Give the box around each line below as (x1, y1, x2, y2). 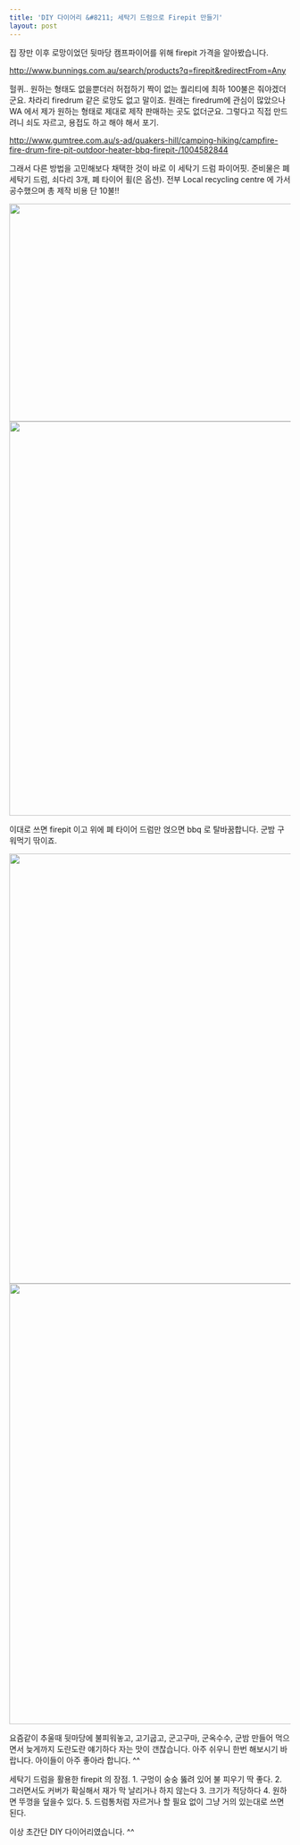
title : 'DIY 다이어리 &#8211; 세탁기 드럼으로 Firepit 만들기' (9, 13, 223, 22)
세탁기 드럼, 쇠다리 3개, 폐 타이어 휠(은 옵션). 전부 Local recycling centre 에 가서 (9, 173, 291, 184)
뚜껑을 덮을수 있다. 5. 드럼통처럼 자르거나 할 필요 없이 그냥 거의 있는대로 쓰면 (18, 1796, 285, 1807)
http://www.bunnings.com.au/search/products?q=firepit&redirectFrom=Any (9, 64, 287, 76)
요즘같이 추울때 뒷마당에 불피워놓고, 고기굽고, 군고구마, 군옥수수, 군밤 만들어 (9, 1732, 274, 1743)
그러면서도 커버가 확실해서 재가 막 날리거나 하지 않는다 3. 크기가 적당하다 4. (9, 1784, 271, 1796)
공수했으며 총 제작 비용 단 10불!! (9, 185, 120, 196)
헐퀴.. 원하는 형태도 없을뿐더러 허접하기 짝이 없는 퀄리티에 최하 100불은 (9, 83, 256, 94)
